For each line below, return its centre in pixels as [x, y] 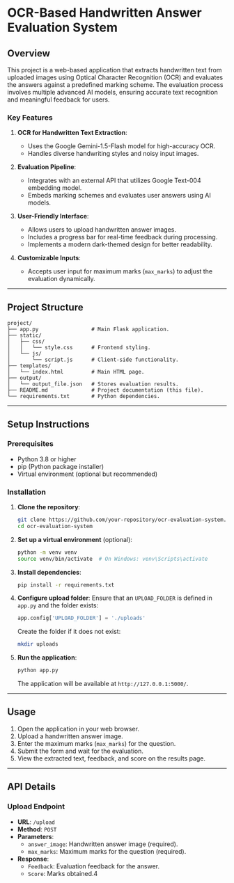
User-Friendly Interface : [53, 216]
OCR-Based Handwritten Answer [104, 13]
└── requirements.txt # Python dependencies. [84, 397]
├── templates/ [29, 366]
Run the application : [47, 658]
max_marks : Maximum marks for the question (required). [107, 851]
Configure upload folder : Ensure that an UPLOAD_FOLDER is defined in [115, 598]
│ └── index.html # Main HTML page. [76, 372]
